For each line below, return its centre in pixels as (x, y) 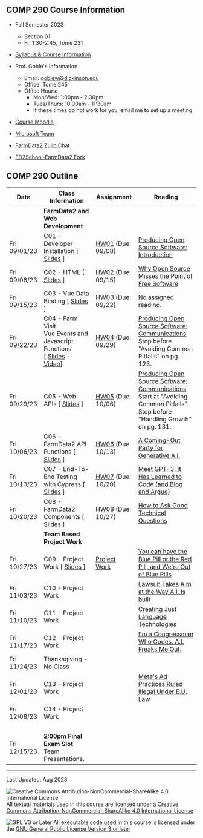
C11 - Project (63, 613)
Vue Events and (66, 334)
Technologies (157, 624)
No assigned (156, 297)
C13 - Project (63, 684)
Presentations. (64, 759)
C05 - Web (60, 396)
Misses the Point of (166, 276)
